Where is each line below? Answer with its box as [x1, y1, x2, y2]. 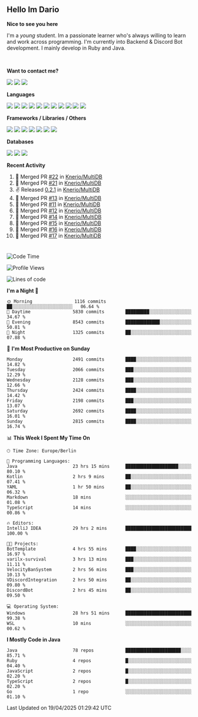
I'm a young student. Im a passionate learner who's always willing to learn [6, 32, 186, 39]
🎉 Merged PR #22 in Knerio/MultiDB [15, 173, 103, 180]
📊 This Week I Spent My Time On [6, 434, 90, 441]
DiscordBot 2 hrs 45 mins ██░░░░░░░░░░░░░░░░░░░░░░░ [6, 587, 192, 593]
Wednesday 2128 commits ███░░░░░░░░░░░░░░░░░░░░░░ [6, 377, 192, 383]
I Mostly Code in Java [6, 636, 61, 643]
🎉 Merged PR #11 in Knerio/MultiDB [15, 201, 101, 208]
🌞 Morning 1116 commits [6, 299, 107, 305]
